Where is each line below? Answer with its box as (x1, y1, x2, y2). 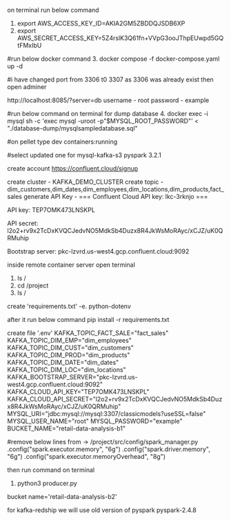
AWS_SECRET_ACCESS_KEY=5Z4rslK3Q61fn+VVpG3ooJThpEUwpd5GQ (17, 34, 224, 42)
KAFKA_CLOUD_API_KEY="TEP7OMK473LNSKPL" (7, 388, 150, 396)
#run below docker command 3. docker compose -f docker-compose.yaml (7, 55, 220, 63)
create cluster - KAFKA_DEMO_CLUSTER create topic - (7, 178, 164, 186)
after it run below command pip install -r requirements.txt (7, 316, 170, 323)
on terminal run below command (7, 6, 99, 14)
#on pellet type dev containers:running (7, 138, 118, 146)
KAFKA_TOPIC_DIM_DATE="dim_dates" (7, 359, 119, 366)
